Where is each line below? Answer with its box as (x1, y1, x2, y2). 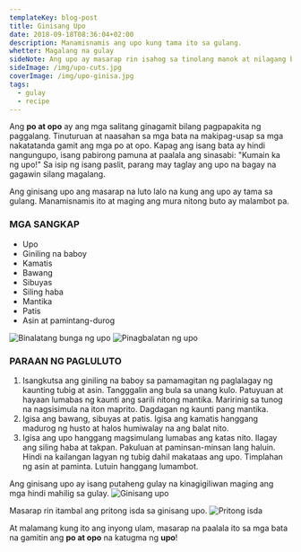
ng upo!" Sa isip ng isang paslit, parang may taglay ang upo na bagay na (9, 159, 277, 171)
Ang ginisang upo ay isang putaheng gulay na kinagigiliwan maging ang (9, 478, 274, 489)
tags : (9, 80, 30, 89)
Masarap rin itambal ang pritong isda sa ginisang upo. (9, 504, 208, 516)
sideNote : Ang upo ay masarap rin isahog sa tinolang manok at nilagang (9, 55, 287, 64)
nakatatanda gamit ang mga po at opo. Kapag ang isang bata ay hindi (9, 140, 266, 151)
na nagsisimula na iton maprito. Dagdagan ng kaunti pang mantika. (21, 403, 269, 414)
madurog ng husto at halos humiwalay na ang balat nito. (21, 423, 229, 434)
